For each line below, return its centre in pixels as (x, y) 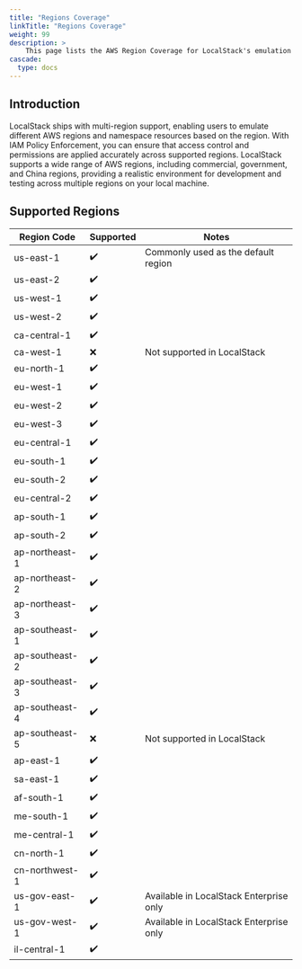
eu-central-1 (43, 443)
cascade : (26, 59)
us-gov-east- (45, 895)
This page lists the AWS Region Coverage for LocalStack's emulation (159, 51)
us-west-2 (38, 317)
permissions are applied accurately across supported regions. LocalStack (146, 155)
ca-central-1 (43, 335)
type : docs (38, 68)
